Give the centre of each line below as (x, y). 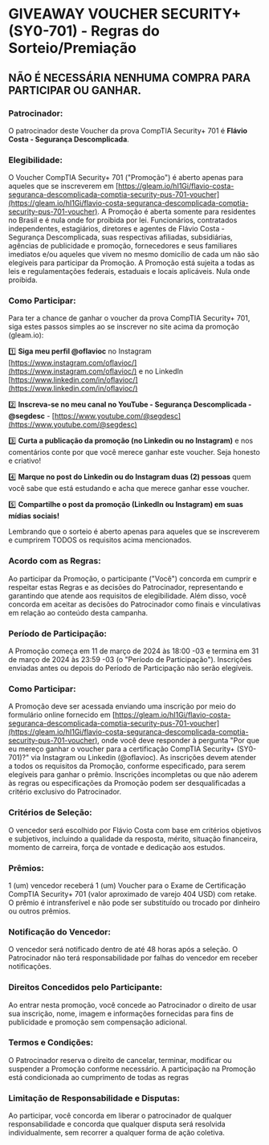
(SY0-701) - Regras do (84, 31)
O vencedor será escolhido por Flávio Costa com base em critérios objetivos (135, 830)
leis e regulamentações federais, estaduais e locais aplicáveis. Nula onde (129, 272)
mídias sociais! (34, 516)
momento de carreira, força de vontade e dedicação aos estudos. (117, 847)
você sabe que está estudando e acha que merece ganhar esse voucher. (129, 489)
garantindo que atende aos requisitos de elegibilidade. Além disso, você (128, 595)
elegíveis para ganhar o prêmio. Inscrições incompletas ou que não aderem (133, 775)
